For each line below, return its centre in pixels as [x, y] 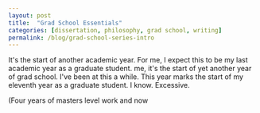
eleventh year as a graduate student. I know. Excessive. [99, 85]
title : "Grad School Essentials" [66, 23]
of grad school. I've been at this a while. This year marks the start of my [126, 77]
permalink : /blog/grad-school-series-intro [81, 38]
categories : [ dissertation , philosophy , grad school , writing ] [115, 30]
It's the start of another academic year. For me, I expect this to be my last [128, 60]
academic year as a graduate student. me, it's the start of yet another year [130, 69]
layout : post [30, 15]
